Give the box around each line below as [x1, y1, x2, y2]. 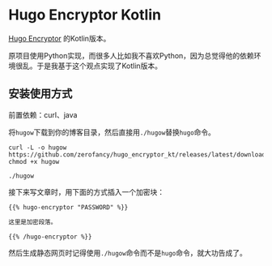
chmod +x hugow [8, 157, 60, 165]
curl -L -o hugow [8, 144, 67, 152]
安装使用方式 [8, 87, 73, 101]
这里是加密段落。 [8, 217, 57, 226]
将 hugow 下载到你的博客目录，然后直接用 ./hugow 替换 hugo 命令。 [8, 127, 216, 137]
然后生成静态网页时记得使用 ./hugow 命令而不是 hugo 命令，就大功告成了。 [8, 248, 247, 258]
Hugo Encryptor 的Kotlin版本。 [8, 33, 111, 43]
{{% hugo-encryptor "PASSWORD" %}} [8, 203, 129, 212]
